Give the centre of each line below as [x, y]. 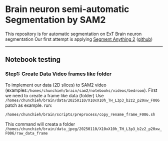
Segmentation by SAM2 [55, 20]
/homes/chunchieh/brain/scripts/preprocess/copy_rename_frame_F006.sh [80, 114]
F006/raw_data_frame [27, 133]
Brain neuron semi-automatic [67, 9]
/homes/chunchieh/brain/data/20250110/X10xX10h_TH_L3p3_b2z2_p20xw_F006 [82, 100]
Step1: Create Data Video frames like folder [58, 74]
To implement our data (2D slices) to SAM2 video [56, 85]
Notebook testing [33, 59]
